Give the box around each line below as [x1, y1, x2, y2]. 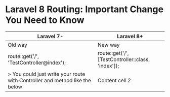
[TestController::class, [98, 56, 150, 63]
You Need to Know [5, 14, 84, 26]
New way [98, 41, 120, 48]
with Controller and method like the [8, 77, 91, 84]
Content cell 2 [98, 77, 132, 84]
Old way [8, 41, 28, 48]
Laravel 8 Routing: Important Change [5, 4, 163, 15]
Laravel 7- [37, 33, 64, 40]
